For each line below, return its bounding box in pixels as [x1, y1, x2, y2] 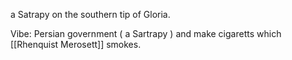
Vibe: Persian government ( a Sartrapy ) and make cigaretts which [10, 28, 282, 39]
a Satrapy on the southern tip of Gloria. [10, 9, 171, 20]
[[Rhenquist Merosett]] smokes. [10, 39, 142, 50]
